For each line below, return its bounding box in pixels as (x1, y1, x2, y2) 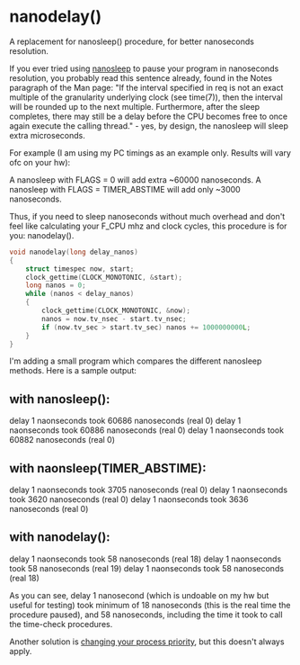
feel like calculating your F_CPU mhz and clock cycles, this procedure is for (9, 220, 287, 231)
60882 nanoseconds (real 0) (9, 435, 115, 445)
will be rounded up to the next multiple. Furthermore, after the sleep (9, 101, 260, 112)
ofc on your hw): (9, 157, 71, 167)
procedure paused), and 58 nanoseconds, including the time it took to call (9, 609, 283, 620)
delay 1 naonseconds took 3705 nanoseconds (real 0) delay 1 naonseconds (9, 484, 288, 496)
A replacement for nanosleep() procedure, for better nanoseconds (9, 36, 254, 47)
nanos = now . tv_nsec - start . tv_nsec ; (41, 314, 187, 323)
